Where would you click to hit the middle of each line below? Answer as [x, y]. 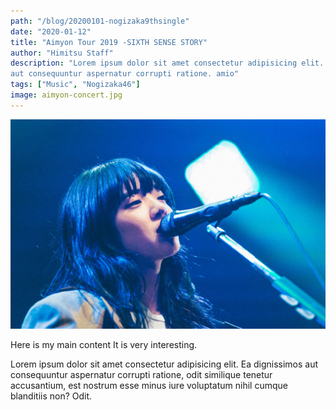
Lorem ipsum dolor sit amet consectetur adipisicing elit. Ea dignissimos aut [164, 364]
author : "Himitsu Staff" [62, 53]
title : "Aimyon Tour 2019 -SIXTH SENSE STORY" [109, 42]
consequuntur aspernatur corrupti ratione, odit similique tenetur [141, 374]
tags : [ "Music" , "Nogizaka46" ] [75, 85]
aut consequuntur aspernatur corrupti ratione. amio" [125, 74]
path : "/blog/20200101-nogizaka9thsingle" [100, 21]
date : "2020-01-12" [51, 31]
